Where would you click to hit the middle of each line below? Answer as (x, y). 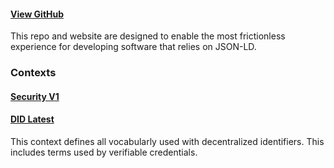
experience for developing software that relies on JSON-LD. (133, 47)
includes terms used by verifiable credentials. (104, 152)
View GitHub (37, 14)
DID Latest (32, 119)
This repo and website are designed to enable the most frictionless (148, 36)
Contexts (33, 73)
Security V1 (35, 96)
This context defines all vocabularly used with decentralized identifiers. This (167, 141)
